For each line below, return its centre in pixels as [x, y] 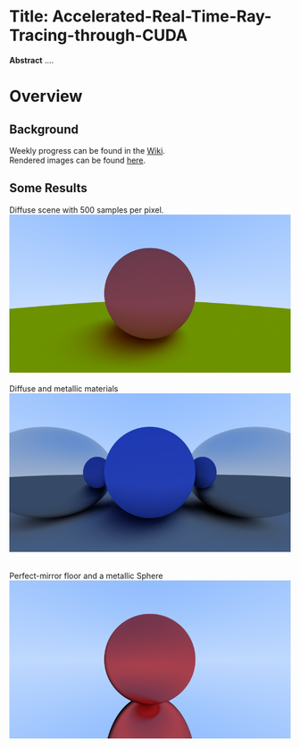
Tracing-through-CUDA [99, 35]
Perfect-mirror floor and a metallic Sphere [86, 576]
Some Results [48, 188]
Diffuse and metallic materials [64, 389]
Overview [46, 97]
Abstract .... [32, 60]
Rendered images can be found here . [78, 160]
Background [44, 129]
